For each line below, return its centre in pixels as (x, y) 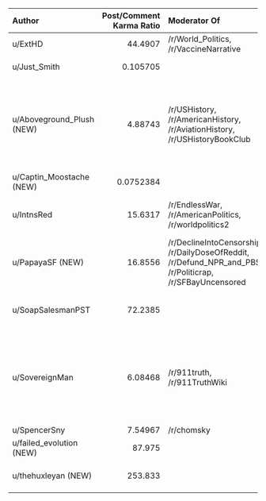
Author (26, 21)
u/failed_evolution (45, 443)
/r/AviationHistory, (201, 129)
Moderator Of (194, 21)
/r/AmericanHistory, (204, 119)
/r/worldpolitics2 (198, 224)
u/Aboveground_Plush (53, 119)
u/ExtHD (28, 44)
